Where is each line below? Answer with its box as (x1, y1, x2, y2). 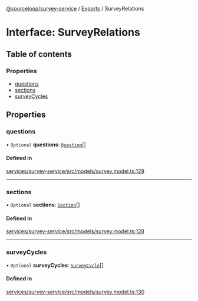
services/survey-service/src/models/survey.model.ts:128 (6, 228, 144, 235)
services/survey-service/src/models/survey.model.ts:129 (6, 168, 145, 175)
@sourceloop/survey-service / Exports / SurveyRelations (6, 5, 144, 12)
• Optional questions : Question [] (6, 141, 87, 148)
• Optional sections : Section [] (6, 201, 80, 208)
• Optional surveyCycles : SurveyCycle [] (6, 261, 104, 269)
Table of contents (6, 49, 72, 59)
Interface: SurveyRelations (6, 26, 140, 39)
